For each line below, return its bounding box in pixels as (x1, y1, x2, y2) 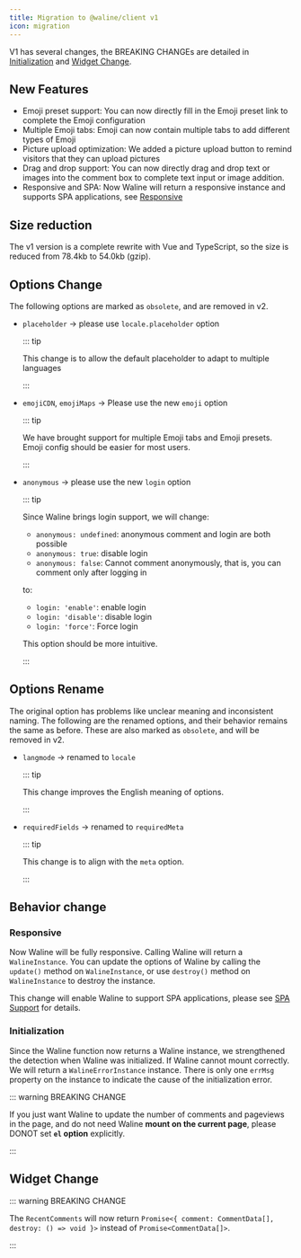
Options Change (9, 277, 103, 292)
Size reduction (9, 217, 93, 233)
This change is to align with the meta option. (22, 855, 184, 867)
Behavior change (9, 899, 107, 915)
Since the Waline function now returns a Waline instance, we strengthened (9, 1045, 286, 1056)
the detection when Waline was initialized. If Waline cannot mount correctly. (9, 1055, 290, 1066)
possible (35, 538, 67, 549)
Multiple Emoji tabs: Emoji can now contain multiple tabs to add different (22, 125, 290, 136)
